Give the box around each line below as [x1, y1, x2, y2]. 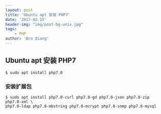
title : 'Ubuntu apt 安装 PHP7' [5, 12, 71, 17]
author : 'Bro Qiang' [5, 36, 50, 41]
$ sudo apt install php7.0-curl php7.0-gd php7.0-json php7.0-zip [5, 95, 150, 100]
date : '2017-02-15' [5, 17, 47, 22]
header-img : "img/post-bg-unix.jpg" [5, 21, 83, 27]
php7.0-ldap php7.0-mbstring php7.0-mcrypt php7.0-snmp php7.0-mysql [5, 103, 157, 109]
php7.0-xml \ [5, 99, 33, 104]
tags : [5, 27, 17, 32]
